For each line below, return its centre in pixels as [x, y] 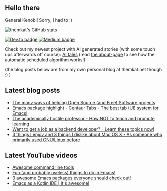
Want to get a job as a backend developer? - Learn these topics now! [83, 129]
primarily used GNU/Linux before [46, 140]
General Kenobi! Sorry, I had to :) [39, 20]
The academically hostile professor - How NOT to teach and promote [83, 118]
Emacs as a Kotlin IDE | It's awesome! [51, 183]
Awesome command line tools [43, 167]
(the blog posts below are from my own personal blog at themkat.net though [83, 69]
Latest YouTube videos [41, 155]
